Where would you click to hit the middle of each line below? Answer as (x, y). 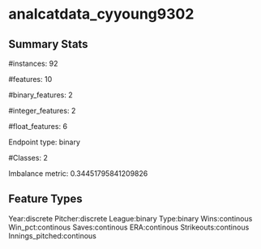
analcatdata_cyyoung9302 (101, 14)
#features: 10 (30, 79)
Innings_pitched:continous (53, 235)
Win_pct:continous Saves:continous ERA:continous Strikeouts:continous (129, 227)
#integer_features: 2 (42, 111)
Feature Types (45, 199)
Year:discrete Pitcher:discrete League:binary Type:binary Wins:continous (130, 218)
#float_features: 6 (38, 126)
